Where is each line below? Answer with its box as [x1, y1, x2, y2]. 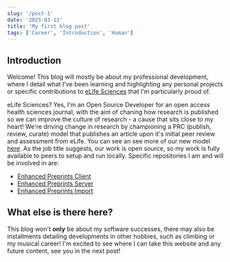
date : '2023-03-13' [7, 16, 63, 23]
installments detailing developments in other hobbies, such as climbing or [7, 232, 215, 240]
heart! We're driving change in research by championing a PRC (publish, [7, 123, 211, 131]
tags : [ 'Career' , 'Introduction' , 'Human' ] [7, 29, 134, 36]
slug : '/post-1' [7, 10, 54, 17]
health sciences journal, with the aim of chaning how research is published [7, 108, 218, 117]
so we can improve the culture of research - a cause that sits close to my [7, 115, 214, 123]
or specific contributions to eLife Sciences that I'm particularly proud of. [7, 87, 211, 96]
